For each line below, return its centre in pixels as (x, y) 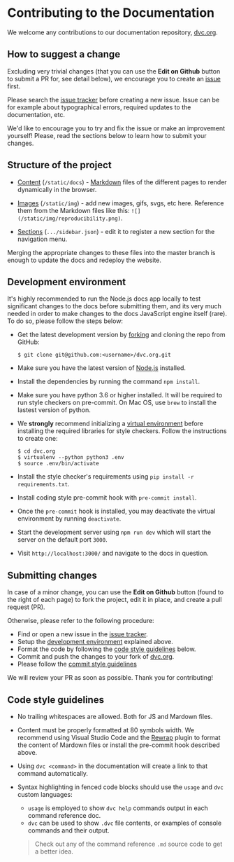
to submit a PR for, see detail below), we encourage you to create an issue (114, 78)
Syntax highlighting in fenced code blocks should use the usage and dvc (120, 787)
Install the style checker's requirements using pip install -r (105, 477)
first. (14, 86)
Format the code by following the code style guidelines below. (107, 649)
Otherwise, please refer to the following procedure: (81, 621)
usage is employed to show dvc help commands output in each (118, 808)
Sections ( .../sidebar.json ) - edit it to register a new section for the (116, 231)
